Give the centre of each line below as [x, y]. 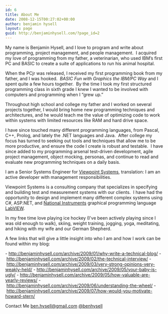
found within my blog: [28, 244]
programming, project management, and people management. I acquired [81, 53]
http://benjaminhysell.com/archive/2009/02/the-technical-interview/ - [79, 259]
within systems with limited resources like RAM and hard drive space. [77, 120]
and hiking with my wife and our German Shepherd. [58, 229]
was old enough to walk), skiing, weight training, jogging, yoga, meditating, [82, 223]
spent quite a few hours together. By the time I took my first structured [78, 84]
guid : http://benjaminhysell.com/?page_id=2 [52, 33]
